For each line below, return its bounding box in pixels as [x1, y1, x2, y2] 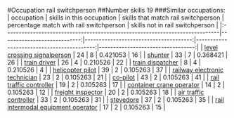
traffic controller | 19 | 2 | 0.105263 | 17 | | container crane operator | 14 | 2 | [7, 81, 225, 88]
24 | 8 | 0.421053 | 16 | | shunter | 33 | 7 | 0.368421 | [76, 51, 228, 59]
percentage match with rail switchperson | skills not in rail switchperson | [7, 21, 219, 29]
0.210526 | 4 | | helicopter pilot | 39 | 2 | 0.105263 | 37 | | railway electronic [7, 66, 224, 74]
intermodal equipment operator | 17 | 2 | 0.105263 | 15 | [7, 103, 166, 111]
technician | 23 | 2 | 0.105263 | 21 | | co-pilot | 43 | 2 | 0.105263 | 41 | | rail [7, 73, 220, 81]
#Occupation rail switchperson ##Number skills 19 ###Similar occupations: [7, 6, 226, 14]
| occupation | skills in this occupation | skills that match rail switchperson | [7, 13, 225, 22]
